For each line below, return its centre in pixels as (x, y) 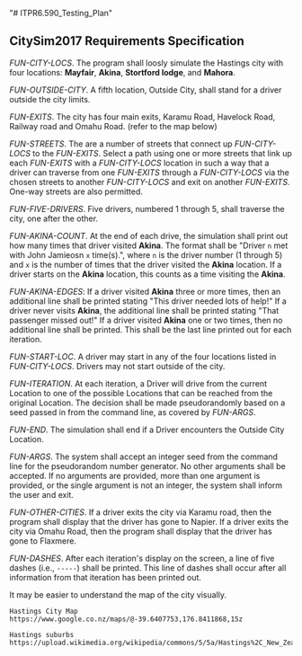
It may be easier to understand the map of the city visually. (118, 594)
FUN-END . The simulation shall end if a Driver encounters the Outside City (147, 430)
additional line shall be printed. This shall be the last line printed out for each (151, 329)
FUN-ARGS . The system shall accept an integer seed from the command (144, 457)
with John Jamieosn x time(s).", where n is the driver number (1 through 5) (146, 254)
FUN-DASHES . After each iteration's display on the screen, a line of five (142, 558)
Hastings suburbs (42, 634)
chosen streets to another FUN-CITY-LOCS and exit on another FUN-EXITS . (150, 182)
